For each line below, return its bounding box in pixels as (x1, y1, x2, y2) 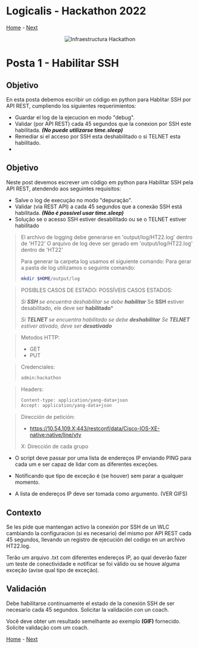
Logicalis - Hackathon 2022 (6, 4, 147, 18)
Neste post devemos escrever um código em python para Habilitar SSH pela (6, 178, 194, 186)
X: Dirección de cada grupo (20, 443, 89, 450)
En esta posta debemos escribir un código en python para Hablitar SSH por (6, 95, 191, 103)
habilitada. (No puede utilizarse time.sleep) (14, 126, 123, 134)
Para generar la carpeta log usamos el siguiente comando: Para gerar (20, 258, 192, 265)
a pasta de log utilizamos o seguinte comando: (20, 264, 136, 271)
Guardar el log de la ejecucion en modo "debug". (14, 113, 135, 121)
